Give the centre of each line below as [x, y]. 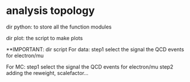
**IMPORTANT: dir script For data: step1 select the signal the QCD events [95, 49]
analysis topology [50, 11]
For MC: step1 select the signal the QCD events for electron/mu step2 [90, 67]
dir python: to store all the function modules [59, 27]
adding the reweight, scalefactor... [48, 73]
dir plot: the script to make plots [45, 38]
